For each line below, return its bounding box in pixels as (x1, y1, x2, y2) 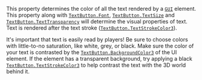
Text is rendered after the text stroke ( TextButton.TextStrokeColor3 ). (6, 24, 177, 31)
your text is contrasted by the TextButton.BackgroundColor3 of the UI (6, 49, 177, 56)
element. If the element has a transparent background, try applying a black (6, 55, 192, 62)
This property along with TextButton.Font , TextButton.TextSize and (6, 11, 175, 19)
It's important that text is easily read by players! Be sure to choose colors (6, 36, 189, 43)
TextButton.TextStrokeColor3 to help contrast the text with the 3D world (6, 61, 186, 69)
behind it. (6, 68, 30, 75)
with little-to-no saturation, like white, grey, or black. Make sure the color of (6, 42, 194, 49)
